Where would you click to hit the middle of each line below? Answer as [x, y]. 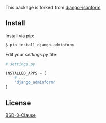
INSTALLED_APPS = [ [26, 73]
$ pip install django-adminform [39, 45]
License [18, 103]
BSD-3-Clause [20, 115]
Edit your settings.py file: [31, 54]
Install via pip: [20, 36]
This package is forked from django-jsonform [53, 7]
